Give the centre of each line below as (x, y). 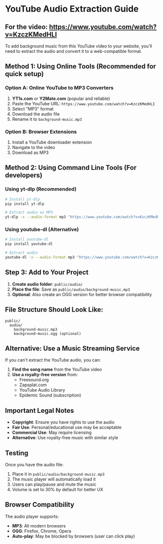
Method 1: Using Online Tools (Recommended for (81, 66)
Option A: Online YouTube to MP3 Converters (59, 88)
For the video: (26, 27)
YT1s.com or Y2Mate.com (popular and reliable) (61, 99)
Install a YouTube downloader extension (52, 142)
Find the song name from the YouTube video (57, 369)
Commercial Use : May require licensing (52, 432)
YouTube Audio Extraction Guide (72, 9)
